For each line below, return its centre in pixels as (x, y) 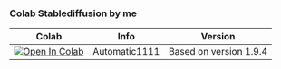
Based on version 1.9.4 (218, 52)
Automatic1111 (126, 52)
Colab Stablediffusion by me (73, 13)
